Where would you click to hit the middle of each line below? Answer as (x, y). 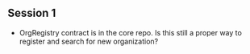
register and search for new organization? (89, 41)
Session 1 (32, 13)
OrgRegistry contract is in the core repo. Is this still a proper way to (131, 32)
